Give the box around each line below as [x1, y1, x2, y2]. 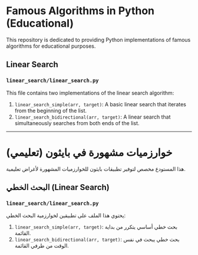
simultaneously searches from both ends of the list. [14, 119, 140, 126]
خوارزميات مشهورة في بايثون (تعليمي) [6, 146, 173, 159]
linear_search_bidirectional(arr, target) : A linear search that [14, 113, 171, 120]
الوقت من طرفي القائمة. [14, 242, 69, 249]
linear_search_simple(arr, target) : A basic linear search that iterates [14, 100, 187, 107]
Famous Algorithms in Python [6, 4, 155, 18]
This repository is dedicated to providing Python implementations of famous [6, 36, 191, 43]
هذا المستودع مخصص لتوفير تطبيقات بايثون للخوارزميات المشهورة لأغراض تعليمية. [6, 165, 186, 172]
